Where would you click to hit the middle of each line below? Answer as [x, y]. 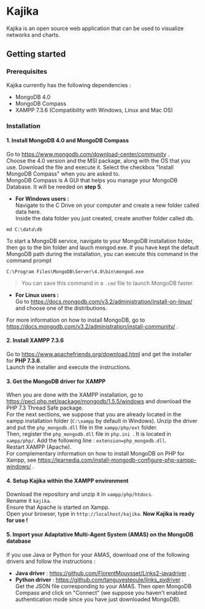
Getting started [36, 54]
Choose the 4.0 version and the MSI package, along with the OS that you [99, 160]
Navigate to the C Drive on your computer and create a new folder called [107, 205]
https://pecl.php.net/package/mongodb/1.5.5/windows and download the [99, 401]
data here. [28, 211]
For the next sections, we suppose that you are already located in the [94, 414]
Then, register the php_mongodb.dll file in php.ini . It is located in [89, 434]
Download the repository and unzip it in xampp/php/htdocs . [80, 494]
